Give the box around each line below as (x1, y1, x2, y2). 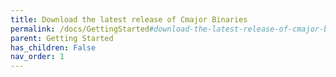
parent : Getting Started (10, 33, 114, 43)
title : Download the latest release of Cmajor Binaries (10, 14, 248, 25)
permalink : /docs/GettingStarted (10, 24, 150, 34)
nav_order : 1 (10, 52, 65, 62)
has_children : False (10, 42, 97, 53)
